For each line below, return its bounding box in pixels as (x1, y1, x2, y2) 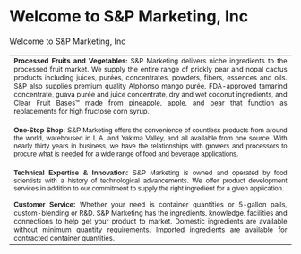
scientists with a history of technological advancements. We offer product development (13, 176, 288, 185)
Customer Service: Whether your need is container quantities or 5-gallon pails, (13, 199, 288, 209)
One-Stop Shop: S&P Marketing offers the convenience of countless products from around (13, 125, 288, 135)
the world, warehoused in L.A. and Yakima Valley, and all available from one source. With (13, 133, 288, 142)
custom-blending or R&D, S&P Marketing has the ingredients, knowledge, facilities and (13, 207, 288, 217)
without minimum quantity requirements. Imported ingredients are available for (13, 224, 288, 234)
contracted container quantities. (13, 233, 115, 242)
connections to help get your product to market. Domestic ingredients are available (13, 216, 288, 225)
